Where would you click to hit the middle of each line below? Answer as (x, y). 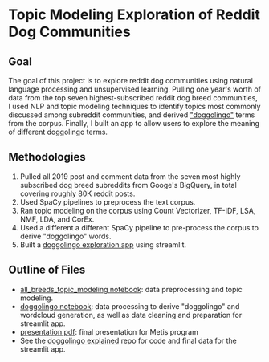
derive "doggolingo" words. (65, 236)
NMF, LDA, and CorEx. (57, 219)
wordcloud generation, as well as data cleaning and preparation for (131, 315)
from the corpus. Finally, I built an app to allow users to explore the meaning (134, 123)
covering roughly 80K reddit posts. (77, 193)
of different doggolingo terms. (58, 132)
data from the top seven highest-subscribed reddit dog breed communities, (133, 98)
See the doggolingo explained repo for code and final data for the (128, 340)
